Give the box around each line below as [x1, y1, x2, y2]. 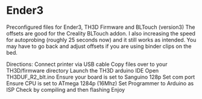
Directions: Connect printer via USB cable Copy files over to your [6, 61, 168, 68]
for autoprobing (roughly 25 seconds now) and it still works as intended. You [6, 36, 197, 43]
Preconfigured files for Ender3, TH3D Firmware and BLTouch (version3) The [6, 23, 195, 31]
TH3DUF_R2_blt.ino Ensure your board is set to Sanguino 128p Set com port [6, 73, 195, 80]
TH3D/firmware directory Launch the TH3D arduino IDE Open [6, 67, 159, 74]
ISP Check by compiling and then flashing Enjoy [6, 86, 125, 93]
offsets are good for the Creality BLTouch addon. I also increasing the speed [6, 29, 196, 37]
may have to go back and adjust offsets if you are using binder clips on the [6, 43, 192, 50]
